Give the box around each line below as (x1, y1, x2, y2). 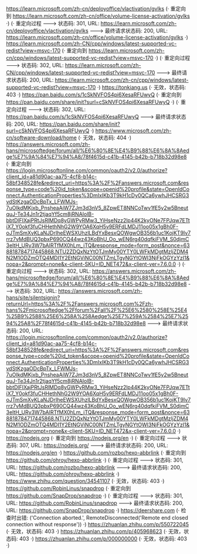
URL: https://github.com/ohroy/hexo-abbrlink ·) (6, 470, 120, 478)
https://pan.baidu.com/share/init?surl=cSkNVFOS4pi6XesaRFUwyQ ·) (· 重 (6, 99, 186, 105)
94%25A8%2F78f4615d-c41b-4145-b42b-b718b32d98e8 (6, 320, 146, 326)
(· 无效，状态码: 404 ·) (78, 134, 132, 141)
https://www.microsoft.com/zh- (95, 127, 172, 134)
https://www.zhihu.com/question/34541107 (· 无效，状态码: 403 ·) (6, 478, 165, 484)
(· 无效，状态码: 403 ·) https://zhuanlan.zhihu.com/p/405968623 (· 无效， (6, 528, 184, 535)
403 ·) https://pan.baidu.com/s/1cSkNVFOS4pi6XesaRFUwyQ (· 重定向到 (6, 91, 182, 98)
